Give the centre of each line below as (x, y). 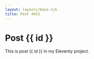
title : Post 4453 (23, 14)
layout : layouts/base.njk (31, 9)
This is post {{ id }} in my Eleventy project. (47, 51)
